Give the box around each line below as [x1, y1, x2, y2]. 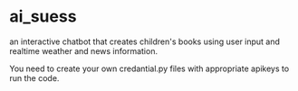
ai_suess [9, 6, 77, 27]
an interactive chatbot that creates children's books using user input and [9, 36, 281, 47]
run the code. [9, 72, 60, 83]
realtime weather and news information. [9, 45, 159, 56]
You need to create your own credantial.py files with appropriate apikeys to [9, 63, 290, 74]
